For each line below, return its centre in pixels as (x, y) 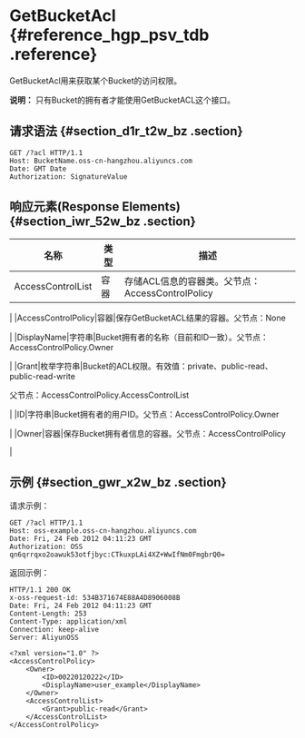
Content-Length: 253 (49, 614)
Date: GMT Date (38, 169)
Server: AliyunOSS (44, 638)
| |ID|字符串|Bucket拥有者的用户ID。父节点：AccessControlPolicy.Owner (144, 414)
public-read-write (42, 376)
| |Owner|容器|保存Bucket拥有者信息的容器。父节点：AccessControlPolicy (148, 433)
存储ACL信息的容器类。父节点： (192, 280)
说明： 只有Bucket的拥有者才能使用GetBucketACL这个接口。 (123, 100)
